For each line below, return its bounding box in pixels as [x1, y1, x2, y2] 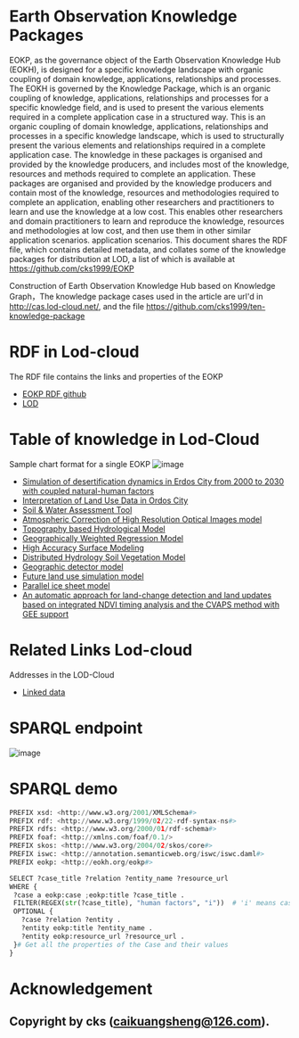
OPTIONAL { [12, 907, 53, 916]
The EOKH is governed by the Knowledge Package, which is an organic [9, 83, 271, 94]
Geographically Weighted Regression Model [21, 532, 184, 543]
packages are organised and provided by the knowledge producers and [9, 177, 272, 188]
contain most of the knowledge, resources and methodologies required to [9, 187, 279, 198]
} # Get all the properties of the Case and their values [12, 940, 229, 949]
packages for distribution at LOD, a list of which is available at [9, 253, 236, 264]
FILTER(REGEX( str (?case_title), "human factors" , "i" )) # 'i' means [12, 899, 277, 908]
